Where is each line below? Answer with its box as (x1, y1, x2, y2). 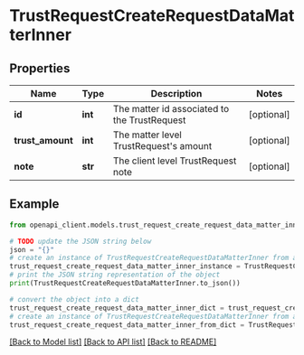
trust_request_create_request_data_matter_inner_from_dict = (9, 320, 245, 330)
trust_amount (14, 135, 74, 146)
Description (150, 88, 203, 99)
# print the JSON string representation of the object (9, 270, 221, 280)
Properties (9, 61, 71, 76)
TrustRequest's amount (112, 140, 213, 152)
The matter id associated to (112, 103, 230, 115)
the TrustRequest (112, 114, 186, 126)
